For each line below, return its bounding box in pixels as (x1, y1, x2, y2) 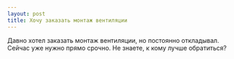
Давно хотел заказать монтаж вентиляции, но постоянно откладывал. (7, 36, 220, 44)
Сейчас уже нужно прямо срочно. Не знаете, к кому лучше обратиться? (7, 44, 227, 52)
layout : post (7, 10, 46, 18)
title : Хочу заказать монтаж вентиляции (7, 17, 128, 24)
